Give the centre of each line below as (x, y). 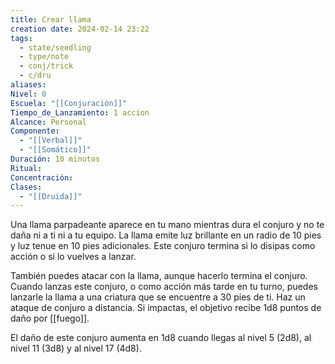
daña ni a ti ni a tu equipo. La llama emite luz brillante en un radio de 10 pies (166, 235)
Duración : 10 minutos (55, 159)
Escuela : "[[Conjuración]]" (69, 103)
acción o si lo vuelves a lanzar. (73, 257)
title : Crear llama (51, 19)
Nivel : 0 (28, 94)
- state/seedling (55, 47)
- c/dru (35, 76)
